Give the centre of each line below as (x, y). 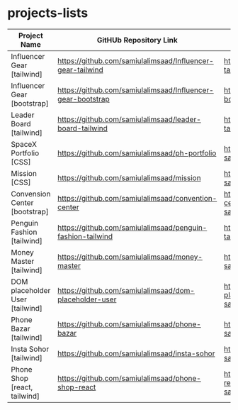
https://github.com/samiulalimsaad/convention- (137, 198)
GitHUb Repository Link (137, 40)
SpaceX (24, 144)
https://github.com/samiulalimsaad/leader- (130, 119)
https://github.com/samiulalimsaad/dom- (126, 290)
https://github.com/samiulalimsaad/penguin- (132, 227)
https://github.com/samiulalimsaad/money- (130, 257)
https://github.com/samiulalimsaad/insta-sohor (136, 353)
